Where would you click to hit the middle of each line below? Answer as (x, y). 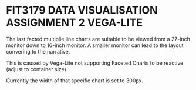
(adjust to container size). (37, 69)
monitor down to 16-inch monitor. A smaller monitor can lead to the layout (95, 45)
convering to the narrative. (38, 51)
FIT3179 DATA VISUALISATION (82, 10)
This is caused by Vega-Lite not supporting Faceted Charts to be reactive (95, 63)
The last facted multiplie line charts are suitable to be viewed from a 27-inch (98, 39)
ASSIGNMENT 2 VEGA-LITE (74, 23)
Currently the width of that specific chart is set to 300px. (75, 81)
